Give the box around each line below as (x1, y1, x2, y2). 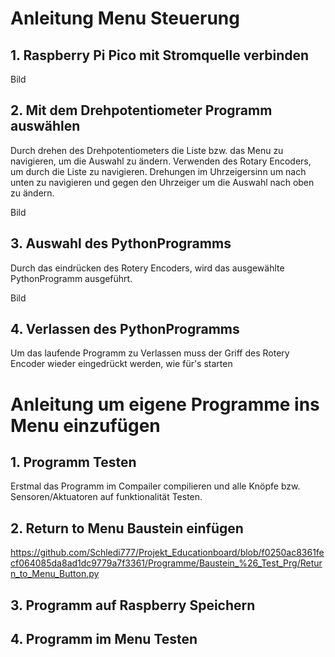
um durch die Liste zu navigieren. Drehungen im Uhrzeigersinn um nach (10, 165, 307, 177)
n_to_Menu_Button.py (10, 568, 100, 580)
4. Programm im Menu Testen (10, 631, 198, 648)
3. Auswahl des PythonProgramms (10, 235, 232, 252)
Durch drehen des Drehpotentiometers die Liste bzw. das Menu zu (10, 144, 284, 156)
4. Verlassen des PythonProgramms (10, 321, 240, 338)
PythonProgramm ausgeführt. (10, 272, 133, 284)
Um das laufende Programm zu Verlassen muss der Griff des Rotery (10, 347, 290, 359)
